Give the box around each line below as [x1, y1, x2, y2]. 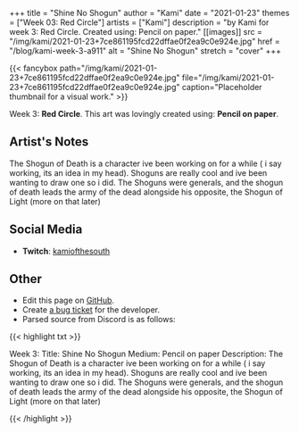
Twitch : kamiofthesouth [21, 246, 111, 256]
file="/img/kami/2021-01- [181, 72, 275, 83]
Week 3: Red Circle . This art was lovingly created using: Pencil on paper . [9, 109, 279, 119]
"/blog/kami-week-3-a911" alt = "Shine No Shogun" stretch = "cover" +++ [9, 46, 282, 56]
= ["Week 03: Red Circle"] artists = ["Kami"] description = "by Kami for [9, 17, 270, 28]
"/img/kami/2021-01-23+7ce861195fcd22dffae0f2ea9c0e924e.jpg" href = [9, 36, 280, 46]
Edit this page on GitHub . [21, 295, 114, 306]
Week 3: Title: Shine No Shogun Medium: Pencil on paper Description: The [9, 348, 284, 360]
